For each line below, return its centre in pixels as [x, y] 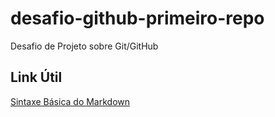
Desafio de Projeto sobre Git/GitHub [84, 46]
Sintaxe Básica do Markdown [70, 101]
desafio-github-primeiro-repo [137, 18]
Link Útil [36, 77]
